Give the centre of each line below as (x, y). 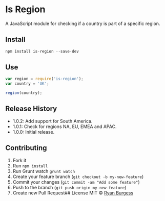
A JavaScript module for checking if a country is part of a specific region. (83, 23)
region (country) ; (24, 93)
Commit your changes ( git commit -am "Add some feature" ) (76, 182)
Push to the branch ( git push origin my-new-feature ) (69, 187)
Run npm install (30, 166)
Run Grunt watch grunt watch (44, 171)
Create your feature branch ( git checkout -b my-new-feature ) (78, 177)
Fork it (19, 160)
